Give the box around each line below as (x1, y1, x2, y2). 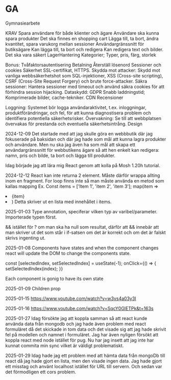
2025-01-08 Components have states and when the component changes (5, 245, 159, 251)
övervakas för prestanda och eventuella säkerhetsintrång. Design (5, 121, 143, 127)
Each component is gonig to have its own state (5, 275, 104, 282)
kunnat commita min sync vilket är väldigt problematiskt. (5, 342, 124, 349)
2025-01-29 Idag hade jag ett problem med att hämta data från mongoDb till (5, 352, 165, 358)
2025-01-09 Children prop (5, 285, 61, 291)
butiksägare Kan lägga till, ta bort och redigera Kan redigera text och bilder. (5, 46, 164, 52)
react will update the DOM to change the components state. (5, 250, 131, 256)
